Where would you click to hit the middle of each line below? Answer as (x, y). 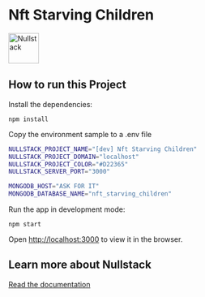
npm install (28, 119)
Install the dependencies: (51, 104)
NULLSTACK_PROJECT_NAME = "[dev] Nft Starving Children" (103, 149)
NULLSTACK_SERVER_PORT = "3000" (60, 172)
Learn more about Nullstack (80, 265)
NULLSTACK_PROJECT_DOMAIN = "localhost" (74, 157)
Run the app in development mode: (67, 209)
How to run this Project (68, 85)
